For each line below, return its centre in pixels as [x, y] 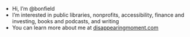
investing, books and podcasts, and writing [65, 21]
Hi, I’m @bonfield [33, 9]
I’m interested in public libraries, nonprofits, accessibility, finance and [98, 15]
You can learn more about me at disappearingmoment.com [85, 27]
